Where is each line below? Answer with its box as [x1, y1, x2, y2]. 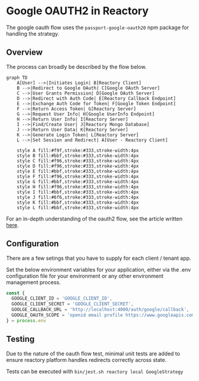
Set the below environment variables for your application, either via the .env [6, 266, 191, 273]
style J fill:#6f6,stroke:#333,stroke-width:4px [17, 194, 139, 200]
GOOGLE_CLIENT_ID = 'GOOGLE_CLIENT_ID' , [11, 295, 113, 301]
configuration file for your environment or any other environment [6, 272, 164, 279]
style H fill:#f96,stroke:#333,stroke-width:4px [17, 184, 139, 190]
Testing [6, 334, 35, 344]
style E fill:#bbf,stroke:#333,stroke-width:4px [17, 168, 139, 174]
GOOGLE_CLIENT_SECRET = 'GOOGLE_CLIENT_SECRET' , [11, 301, 134, 307]
